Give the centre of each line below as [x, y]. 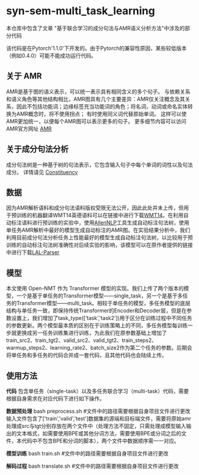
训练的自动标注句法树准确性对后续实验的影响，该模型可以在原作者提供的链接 [99, 245]
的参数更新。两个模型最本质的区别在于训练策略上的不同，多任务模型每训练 [97, 325]
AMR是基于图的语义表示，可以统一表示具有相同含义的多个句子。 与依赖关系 [98, 91]
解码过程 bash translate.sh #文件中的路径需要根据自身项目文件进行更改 [92, 466]
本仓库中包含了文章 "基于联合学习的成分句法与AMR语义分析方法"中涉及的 [96, 28]
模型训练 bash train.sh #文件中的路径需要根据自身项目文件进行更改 [87, 453]
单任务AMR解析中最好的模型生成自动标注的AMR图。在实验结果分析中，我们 [98, 230]
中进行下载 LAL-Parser [33, 252]
